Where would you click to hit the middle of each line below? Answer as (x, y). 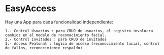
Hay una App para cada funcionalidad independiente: (59, 22)
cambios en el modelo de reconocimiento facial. (56, 35)
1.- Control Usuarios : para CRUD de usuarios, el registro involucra (79, 31)
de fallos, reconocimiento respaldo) (44, 48)
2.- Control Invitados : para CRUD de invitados (56, 39)
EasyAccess (31, 9)
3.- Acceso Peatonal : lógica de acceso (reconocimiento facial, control (82, 44)
